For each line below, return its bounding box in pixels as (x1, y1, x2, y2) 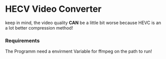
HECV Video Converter (5, 3, 102, 15)
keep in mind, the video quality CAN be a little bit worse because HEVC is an (5, 20, 162, 26)
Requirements (5, 37, 40, 44)
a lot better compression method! (5, 25, 73, 30)
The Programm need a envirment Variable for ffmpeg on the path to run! (5, 48, 152, 55)
